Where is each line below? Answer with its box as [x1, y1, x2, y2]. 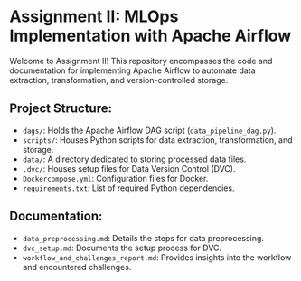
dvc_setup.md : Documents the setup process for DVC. [22, 242, 222, 253]
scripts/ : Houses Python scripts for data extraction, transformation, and [22, 134, 293, 145]
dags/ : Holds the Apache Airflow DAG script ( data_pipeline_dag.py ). [22, 125, 277, 136]
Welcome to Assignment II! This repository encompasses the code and [9, 55, 273, 66]
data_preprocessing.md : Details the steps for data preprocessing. [22, 232, 265, 243]
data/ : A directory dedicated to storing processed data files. [22, 154, 247, 164]
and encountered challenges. [22, 261, 132, 272]
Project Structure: [9, 101, 113, 117]
